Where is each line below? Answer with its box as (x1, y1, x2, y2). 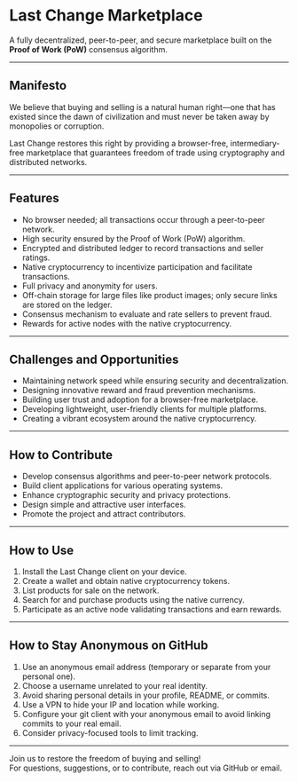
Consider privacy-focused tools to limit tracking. (21, 727, 199, 738)
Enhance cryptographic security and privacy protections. (21, 490, 231, 501)
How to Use (9, 542, 74, 557)
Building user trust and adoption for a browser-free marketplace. (21, 394, 259, 405)
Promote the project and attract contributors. (21, 509, 186, 519)
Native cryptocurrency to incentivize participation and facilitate (21, 261, 253, 272)
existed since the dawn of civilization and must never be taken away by (9, 111, 270, 122)
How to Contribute (9, 447, 114, 462)
